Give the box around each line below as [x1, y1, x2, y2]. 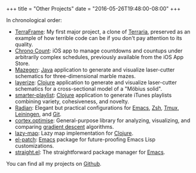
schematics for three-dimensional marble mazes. [14, 73, 136, 79]
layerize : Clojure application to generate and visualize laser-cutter [14, 79, 177, 86]
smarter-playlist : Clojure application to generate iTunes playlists [14, 92, 172, 98]
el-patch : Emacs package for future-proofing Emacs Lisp [14, 136, 155, 143]
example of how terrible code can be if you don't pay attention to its [14, 35, 182, 41]
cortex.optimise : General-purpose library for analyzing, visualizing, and [14, 117, 191, 124]
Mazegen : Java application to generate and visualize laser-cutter [14, 66, 175, 73]
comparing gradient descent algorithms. [14, 123, 114, 130]
